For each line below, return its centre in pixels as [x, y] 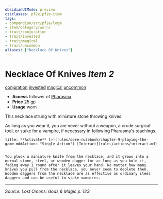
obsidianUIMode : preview [30, 9]
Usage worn [24, 107]
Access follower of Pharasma [42, 97]
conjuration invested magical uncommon [46, 87]
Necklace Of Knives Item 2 [59, 74]
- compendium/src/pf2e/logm [33, 23]
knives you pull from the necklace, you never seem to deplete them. [77, 169]
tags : [10, 18]
